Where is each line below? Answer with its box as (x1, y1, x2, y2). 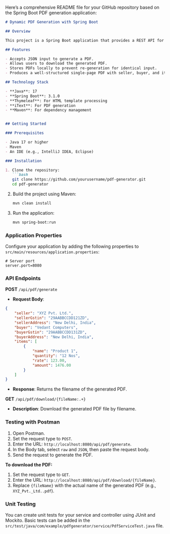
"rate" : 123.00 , (32, 358, 67, 363)
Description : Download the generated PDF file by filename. (12, 406, 137, 412)
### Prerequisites (5, 131, 44, 136)
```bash (12, 172, 28, 177)
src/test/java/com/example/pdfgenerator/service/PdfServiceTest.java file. (5, 522, 164, 528)
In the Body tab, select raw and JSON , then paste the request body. (12, 446, 150, 452)
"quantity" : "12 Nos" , (32, 353, 80, 359)
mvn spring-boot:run (12, 220, 56, 225)
